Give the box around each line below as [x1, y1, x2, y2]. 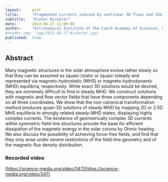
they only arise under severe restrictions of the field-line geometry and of [5, 136, 156, 142]
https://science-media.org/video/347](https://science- [6, 165, 119, 171]
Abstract [5, 54, 33, 63]
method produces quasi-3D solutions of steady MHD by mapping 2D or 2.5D [5, 104, 163, 110]
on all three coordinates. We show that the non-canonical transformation [5, 99, 155, 105]
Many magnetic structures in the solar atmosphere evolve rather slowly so [5, 67, 158, 73]
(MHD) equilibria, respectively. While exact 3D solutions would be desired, [5, 83, 158, 89]
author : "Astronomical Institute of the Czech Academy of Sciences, [5, 26, 160, 31]
